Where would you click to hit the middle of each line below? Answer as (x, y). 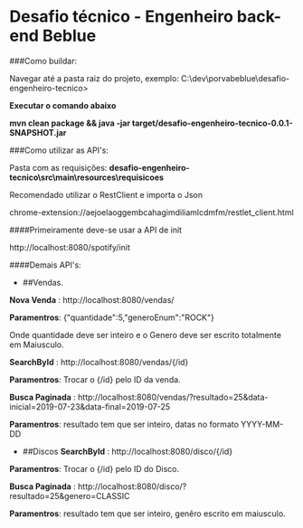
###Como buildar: (43, 61)
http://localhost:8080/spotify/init (70, 247)
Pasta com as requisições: (58, 167)
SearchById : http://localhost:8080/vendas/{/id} (99, 362)
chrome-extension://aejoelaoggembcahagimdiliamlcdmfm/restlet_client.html (151, 212)
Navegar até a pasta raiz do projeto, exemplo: (94, 78)
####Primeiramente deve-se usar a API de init (96, 230)
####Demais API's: (45, 265)
